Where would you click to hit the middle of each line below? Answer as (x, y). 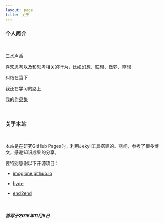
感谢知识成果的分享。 (37, 152)
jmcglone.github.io (32, 174)
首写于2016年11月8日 (28, 215)
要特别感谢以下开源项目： (32, 163)
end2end (22, 193)
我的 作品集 (17, 99)
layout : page (19, 10)
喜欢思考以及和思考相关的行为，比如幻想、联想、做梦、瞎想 (68, 67)
